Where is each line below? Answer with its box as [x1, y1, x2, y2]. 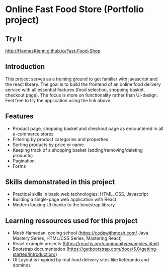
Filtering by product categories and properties [12, 136, 108, 142]
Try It [5, 34, 23, 43]
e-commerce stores [12, 130, 54, 137]
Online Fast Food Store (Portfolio [5, 4, 144, 15]
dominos [12, 262, 31, 268]
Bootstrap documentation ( [12, 246, 68, 252]
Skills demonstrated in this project [5, 178, 115, 187]
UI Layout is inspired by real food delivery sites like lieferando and [12, 257, 149, 263]
